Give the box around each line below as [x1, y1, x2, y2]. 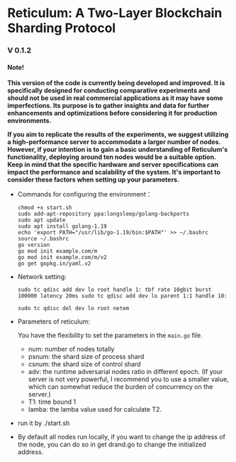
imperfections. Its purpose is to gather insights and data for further [7, 101, 210, 110]
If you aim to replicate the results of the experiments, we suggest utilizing [7, 130, 229, 139]
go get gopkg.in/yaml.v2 [17, 260, 91, 268]
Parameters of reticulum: [17, 317, 91, 326]
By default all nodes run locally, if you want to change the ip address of [17, 433, 225, 441]
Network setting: [17, 273, 67, 281]
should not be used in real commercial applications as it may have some [7, 94, 223, 102]
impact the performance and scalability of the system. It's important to [7, 168, 221, 177]
